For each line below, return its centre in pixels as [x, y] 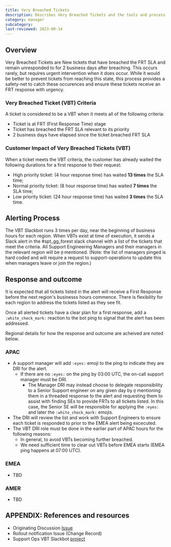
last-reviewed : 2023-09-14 [34, 29]
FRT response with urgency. [35, 89]
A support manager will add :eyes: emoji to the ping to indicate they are [88, 363]
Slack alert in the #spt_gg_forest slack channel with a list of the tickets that [84, 241]
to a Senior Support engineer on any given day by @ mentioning [94, 390]
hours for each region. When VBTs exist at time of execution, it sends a [80, 236]
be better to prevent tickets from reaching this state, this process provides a [85, 79]
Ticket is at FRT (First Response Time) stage [59, 124]
